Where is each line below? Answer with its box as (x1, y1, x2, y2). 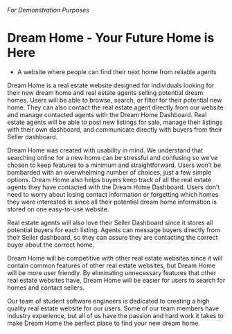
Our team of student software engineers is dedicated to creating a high (7, 297, 210, 305)
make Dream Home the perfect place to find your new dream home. (7, 319, 201, 327)
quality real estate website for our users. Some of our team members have (7, 304, 220, 313)
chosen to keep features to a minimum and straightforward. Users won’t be (7, 161, 222, 169)
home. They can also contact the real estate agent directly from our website (7, 103, 224, 112)
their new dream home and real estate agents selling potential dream (7, 88, 204, 96)
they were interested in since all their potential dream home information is (7, 197, 217, 206)
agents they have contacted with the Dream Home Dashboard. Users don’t (7, 183, 220, 191)
